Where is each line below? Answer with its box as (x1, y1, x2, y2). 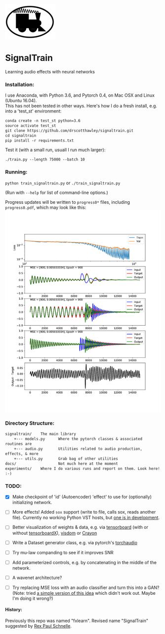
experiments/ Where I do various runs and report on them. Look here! (5, 466, 161, 471)
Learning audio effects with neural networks (5, 68, 95, 74)
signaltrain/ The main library (5, 432, 77, 437)
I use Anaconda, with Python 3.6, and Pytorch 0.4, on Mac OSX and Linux (5, 92, 155, 98)
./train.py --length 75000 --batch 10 (5, 157, 85, 162)
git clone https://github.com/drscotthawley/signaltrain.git (5, 128, 134, 133)
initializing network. (12, 500, 52, 506)
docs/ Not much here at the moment (5, 461, 119, 466)
